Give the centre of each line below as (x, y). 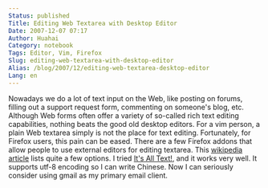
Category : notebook (41, 46)
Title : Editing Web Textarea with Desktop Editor (93, 23)
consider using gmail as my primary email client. (88, 175)
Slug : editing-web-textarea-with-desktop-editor (91, 61)
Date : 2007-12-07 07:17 (48, 31)
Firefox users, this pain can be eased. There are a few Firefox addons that (130, 141)
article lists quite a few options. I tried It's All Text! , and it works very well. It (133, 158)
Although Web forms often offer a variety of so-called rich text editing (124, 115)
